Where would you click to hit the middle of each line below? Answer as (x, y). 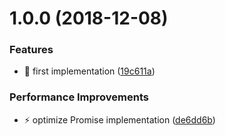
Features (31, 50)
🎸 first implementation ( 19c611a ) (89, 71)
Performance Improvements (79, 97)
